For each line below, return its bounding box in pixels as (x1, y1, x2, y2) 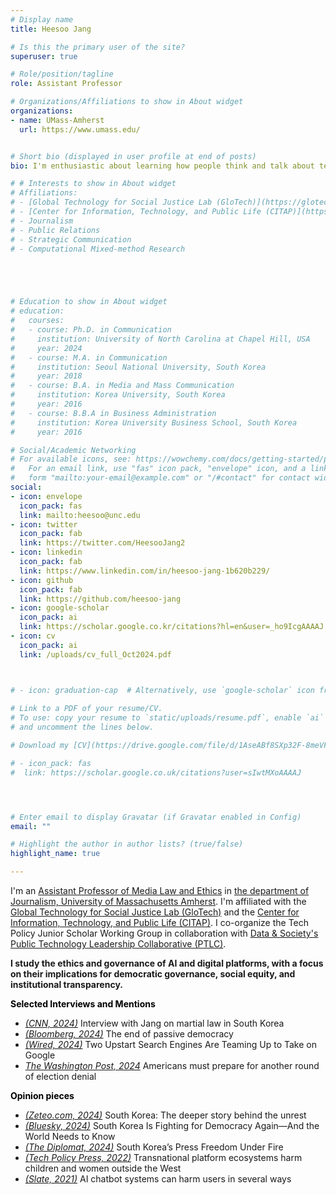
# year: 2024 (10, 343, 83, 353)
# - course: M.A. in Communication (10, 352, 168, 363)
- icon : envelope (10, 491, 83, 501)
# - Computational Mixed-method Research (10, 244, 186, 254)
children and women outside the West (24, 1162, 182, 1174)
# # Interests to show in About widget (10, 179, 177, 189)
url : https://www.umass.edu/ (19, 124, 141, 135)
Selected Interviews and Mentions (10, 998, 156, 1010)
